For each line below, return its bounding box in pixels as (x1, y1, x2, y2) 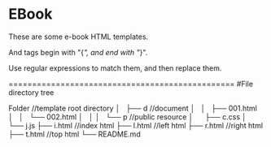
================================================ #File (8, 79, 254, 89)
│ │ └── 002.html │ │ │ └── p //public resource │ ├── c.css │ (8, 111, 247, 122)
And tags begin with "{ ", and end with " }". (8, 47, 148, 57)
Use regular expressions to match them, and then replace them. (8, 63, 222, 73)
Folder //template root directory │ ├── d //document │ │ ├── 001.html (8, 103, 258, 113)
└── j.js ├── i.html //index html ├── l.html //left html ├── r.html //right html (8, 120, 263, 130)
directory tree (8, 87, 55, 97)
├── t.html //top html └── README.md (8, 129, 141, 139)
